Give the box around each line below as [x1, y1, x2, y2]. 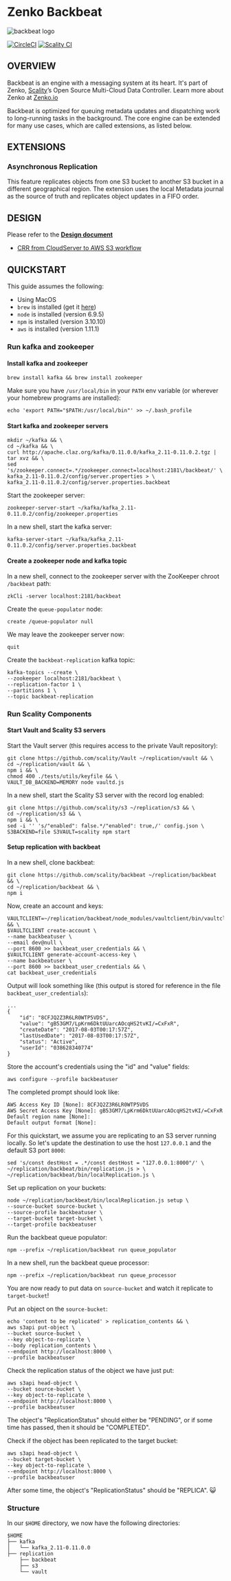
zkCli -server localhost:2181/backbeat [7, 592, 122, 600]
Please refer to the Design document [7, 230, 113, 239]
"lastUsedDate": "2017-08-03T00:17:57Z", [19, 1032, 140, 1039]
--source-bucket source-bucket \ [7, 1202, 103, 1210]
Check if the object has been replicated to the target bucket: [7, 1436, 178, 1444]
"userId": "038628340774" [19, 1044, 94, 1051]
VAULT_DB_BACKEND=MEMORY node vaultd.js [7, 778, 125, 786]
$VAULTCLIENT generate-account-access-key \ [7, 951, 137, 958]
